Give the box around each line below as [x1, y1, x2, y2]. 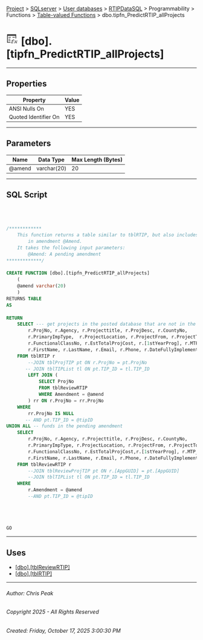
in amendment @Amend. [28, 239, 83, 245]
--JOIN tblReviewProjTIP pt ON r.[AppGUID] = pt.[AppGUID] [28, 468, 180, 474]
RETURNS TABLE [6, 296, 42, 302]
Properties [6, 79, 47, 89]
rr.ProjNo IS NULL [28, 410, 74, 416]
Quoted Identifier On [8, 114, 60, 121]
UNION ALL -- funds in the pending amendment [6, 423, 123, 429]
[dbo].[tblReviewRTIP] [14, 564, 71, 571]
